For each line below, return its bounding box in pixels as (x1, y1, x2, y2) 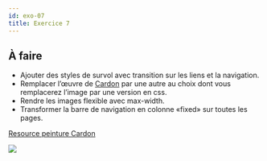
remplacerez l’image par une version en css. (19, 88, 167, 97)
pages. (19, 114, 43, 123)
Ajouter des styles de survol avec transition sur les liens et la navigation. (19, 70, 260, 80)
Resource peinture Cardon (8, 129, 96, 138)
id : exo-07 (8, 11, 45, 20)
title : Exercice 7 (8, 19, 70, 27)
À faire (8, 49, 43, 63)
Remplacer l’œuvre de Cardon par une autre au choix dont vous (19, 79, 232, 89)
